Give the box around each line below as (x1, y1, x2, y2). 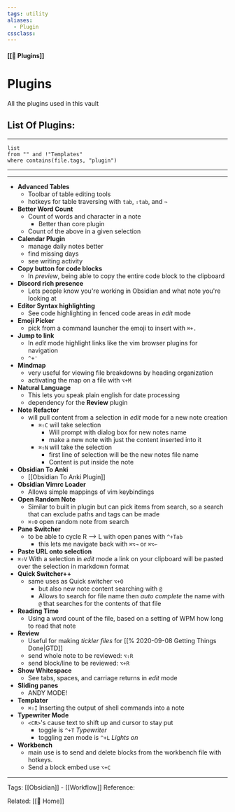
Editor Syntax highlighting (17, 301, 96, 310)
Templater (17, 696, 48, 704)
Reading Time (17, 607, 59, 615)
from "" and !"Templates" (7, 151, 83, 158)
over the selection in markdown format (17, 562, 129, 570)
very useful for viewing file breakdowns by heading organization (27, 369, 213, 377)
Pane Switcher (17, 525, 62, 533)
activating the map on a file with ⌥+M (27, 376, 131, 384)
